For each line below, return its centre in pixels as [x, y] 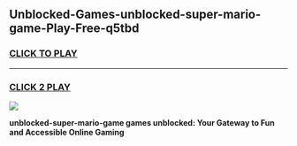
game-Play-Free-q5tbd [74, 29]
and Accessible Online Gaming [67, 132]
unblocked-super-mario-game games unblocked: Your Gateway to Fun [142, 122]
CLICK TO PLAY [43, 54]
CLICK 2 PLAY [40, 87]
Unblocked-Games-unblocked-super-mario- [135, 15]
